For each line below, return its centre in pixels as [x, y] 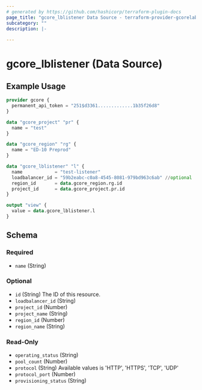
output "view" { [26, 206]
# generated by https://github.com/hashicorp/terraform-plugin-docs [94, 12]
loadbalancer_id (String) [45, 300]
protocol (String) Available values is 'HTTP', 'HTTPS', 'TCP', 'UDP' [97, 368]
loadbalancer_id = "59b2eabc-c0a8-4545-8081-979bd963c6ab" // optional [102, 178]
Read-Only [23, 342]
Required [20, 253]
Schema [22, 235]
